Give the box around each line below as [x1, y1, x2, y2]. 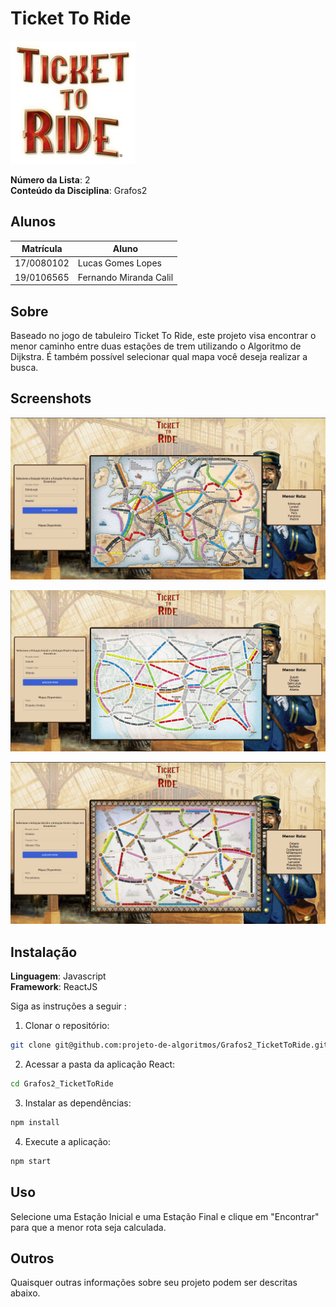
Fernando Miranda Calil [77, 271, 174, 283]
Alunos [10, 213, 57, 231]
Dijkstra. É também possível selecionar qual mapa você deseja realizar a [10, 350, 308, 362]
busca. [10, 361, 39, 373]
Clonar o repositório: [24, 1020, 110, 1032]
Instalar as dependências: [24, 1097, 132, 1109]
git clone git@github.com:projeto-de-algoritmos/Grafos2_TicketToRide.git [10, 1040, 329, 1051]
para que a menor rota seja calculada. [10, 1221, 167, 1233]
